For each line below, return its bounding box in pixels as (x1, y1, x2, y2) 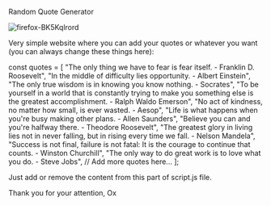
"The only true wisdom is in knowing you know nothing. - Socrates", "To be (8, 80, 259, 89)
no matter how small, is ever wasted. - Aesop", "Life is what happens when (8, 105, 259, 115)
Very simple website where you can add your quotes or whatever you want (8, 38, 258, 48)
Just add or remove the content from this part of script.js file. (8, 173, 212, 182)
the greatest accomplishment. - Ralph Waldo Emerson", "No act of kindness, (8, 97, 263, 106)
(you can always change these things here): (8, 47, 155, 56)
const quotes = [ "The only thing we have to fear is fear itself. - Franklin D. (8, 62, 255, 72)
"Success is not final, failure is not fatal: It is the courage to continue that (8, 140, 251, 149)
